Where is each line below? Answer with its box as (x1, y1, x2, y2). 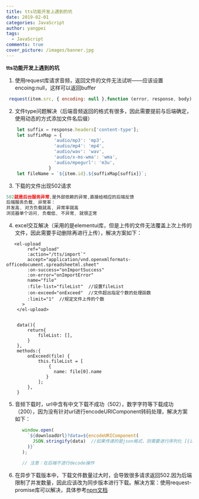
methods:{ (17, 348, 41, 354)
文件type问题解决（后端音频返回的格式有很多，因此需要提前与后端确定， (14, 107, 192, 114)
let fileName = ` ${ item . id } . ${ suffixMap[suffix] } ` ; (17, 170, 147, 176)
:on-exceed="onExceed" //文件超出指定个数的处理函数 (27, 290, 151, 296)
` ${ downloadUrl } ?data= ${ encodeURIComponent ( (27, 433, 139, 439)
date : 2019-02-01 (6, 14, 49, 20)
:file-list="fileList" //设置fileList (27, 284, 124, 289)
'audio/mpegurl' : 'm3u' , (53, 159, 115, 166)
